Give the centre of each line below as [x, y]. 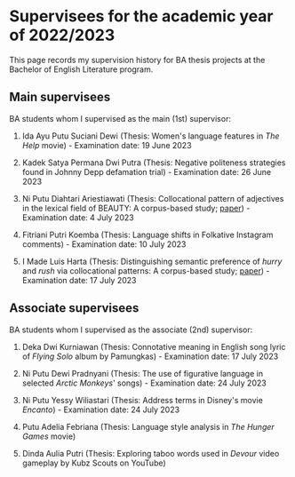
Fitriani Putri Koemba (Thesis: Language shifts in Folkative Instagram [147, 235]
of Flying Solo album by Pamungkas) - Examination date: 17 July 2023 [150, 356]
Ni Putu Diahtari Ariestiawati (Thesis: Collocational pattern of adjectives [153, 198]
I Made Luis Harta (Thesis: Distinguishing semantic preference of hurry [152, 261]
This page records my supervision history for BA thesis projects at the [137, 60]
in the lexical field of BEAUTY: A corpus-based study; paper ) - [136, 208]
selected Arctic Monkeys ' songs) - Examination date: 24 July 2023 [144, 383]
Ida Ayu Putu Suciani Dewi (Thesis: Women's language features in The [151, 136]
